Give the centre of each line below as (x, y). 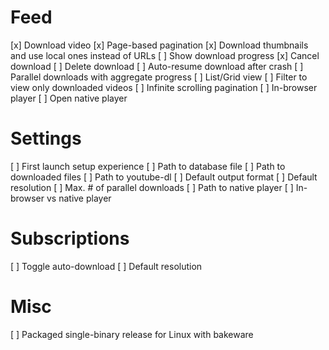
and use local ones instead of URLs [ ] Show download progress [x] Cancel (165, 55)
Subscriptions (70, 238)
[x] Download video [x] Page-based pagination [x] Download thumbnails (159, 45)
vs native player (79, 198)
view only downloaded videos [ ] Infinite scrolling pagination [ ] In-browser (164, 87)
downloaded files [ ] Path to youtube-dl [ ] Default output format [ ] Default (164, 177)
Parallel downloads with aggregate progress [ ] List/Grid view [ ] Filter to (159, 77)
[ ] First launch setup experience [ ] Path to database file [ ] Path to (148, 166)
